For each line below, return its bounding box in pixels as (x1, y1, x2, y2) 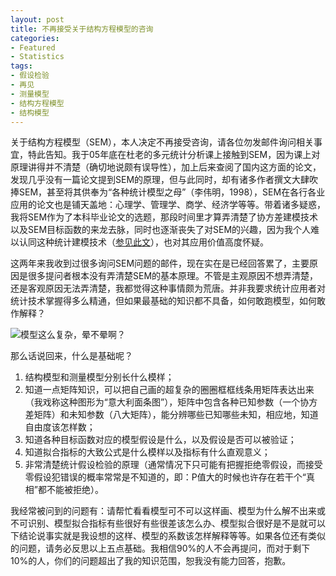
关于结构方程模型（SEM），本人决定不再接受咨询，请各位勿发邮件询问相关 (10, 136, 315, 148)
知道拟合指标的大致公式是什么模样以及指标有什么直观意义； (24, 446, 271, 458)
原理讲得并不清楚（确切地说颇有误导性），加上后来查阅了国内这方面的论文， (10, 161, 322, 173)
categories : (10, 33, 60, 43)
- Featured (10, 42, 56, 53)
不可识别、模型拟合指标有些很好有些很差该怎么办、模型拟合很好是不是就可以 (10, 517, 326, 530)
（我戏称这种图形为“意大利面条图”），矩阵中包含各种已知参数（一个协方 (24, 396, 318, 408)
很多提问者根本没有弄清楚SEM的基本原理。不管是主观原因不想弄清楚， (27, 270, 319, 282)
